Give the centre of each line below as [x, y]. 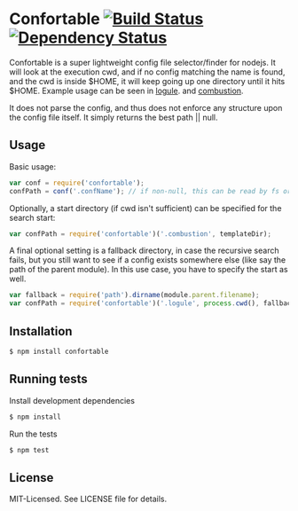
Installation [41, 331]
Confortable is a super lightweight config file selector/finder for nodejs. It [143, 62]
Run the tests [33, 434]
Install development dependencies [72, 400]
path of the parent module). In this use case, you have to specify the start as [149, 270]
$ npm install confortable [59, 351]
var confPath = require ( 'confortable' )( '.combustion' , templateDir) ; [141, 234]
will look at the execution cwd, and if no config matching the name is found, [147, 72]
